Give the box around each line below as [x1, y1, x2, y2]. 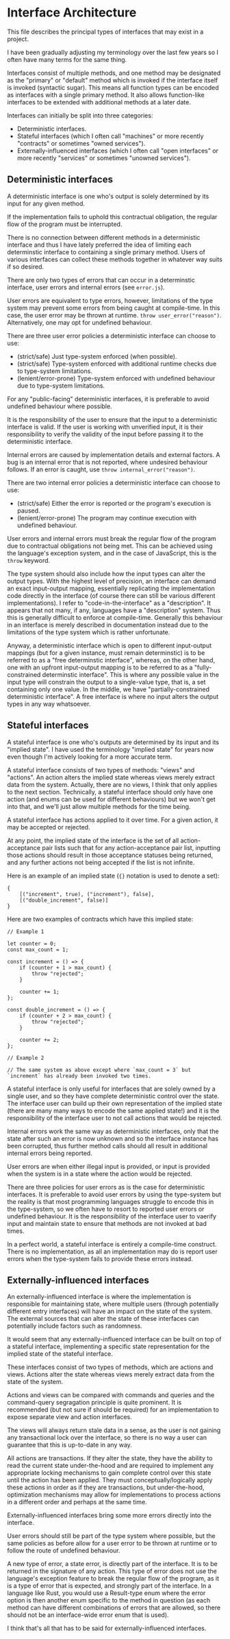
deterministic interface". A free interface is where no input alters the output [7, 692, 219, 700]
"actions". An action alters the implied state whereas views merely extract [7, 773, 216, 781]
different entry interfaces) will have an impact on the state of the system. [7, 1307, 213, 1315]
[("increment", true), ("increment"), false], [19, 891, 155, 897]
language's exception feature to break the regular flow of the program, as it [7, 1574, 220, 1583]
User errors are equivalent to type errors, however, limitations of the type [7, 296, 214, 304]
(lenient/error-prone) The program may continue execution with [16, 513, 196, 522]
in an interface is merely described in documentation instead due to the [7, 621, 209, 629]
